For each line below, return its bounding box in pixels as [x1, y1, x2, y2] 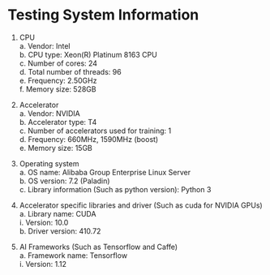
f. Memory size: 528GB [19, 84, 96, 94]
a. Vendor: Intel [19, 41, 71, 50]
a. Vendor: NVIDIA [19, 108, 80, 118]
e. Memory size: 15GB [19, 143, 92, 153]
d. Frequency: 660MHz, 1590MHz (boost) [19, 134, 159, 144]
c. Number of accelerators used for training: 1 [19, 126, 172, 135]
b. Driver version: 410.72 [19, 226, 101, 236]
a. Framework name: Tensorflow [19, 250, 127, 260]
